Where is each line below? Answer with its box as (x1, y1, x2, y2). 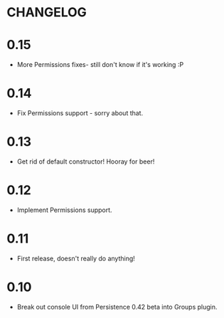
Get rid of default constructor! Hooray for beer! (16, 157, 155, 166)
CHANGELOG (6, 4, 87, 21)
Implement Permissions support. (16, 206, 112, 214)
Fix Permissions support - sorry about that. (16, 109, 144, 117)
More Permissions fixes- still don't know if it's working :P (16, 60, 184, 69)
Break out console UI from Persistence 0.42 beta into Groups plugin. (16, 302, 218, 311)
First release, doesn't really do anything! (16, 254, 136, 263)
